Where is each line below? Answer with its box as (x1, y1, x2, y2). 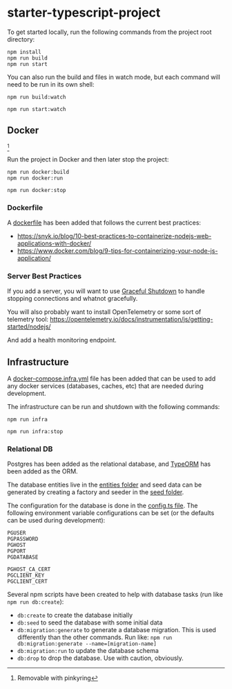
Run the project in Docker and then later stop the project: (7, 155, 169, 164)
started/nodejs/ (7, 322, 51, 331)
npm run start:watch (7, 105, 67, 112)
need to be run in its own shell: (7, 80, 95, 88)
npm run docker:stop (7, 186, 67, 193)
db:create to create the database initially (17, 611, 133, 620)
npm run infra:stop (7, 428, 64, 435)
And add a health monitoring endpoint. (7, 336, 117, 344)
